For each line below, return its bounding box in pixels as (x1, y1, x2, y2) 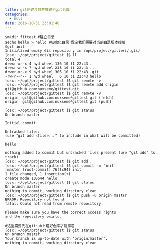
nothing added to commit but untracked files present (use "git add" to (5, 150, 156, 155)
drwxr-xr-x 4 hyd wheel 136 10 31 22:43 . (5, 61, 92, 66)
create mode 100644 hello (5, 176, 57, 181)
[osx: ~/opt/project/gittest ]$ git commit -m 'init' (5, 163, 117, 168)
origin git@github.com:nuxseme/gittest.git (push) (5, 100, 112, 104)
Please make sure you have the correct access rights (5, 210, 117, 215)
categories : (5, 12, 29, 17)
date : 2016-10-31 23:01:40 (5, 20, 60, 26)
